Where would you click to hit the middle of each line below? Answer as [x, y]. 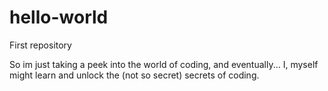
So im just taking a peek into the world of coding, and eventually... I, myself [164, 64]
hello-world [59, 17]
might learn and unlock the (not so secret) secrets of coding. [134, 75]
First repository [40, 45]
